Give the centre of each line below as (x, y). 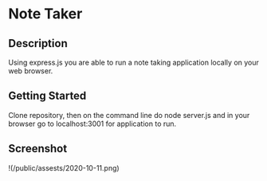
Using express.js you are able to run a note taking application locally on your (133, 62)
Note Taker (45, 14)
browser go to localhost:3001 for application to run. (92, 124)
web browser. (31, 71)
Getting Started (47, 96)
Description (38, 43)
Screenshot (38, 149)
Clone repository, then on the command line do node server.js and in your (129, 115)
